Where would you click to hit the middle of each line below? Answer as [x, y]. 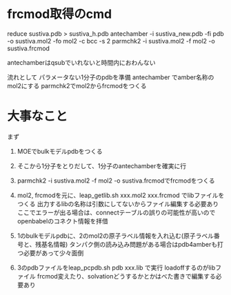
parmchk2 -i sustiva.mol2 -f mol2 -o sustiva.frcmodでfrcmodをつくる [116, 181]
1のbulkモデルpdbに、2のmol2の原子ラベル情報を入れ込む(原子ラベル [115, 236]
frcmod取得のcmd [60, 14]
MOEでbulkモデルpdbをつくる [60, 151]
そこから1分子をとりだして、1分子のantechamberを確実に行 [102, 165]
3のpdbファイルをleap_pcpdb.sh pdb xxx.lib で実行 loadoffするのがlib [116, 267]
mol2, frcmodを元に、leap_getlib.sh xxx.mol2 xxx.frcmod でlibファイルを [121, 195]
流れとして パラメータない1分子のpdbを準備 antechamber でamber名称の [111, 77]
